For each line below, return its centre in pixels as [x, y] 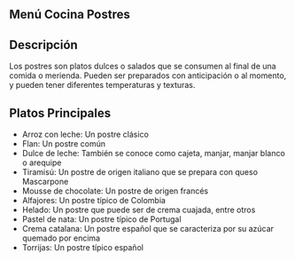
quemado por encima [61, 238]
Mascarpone [45, 182]
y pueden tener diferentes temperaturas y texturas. [102, 85]
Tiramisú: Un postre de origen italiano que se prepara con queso [140, 172]
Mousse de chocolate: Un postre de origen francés [115, 191]
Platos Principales [60, 113]
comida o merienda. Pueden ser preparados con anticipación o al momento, [148, 75]
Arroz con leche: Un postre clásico [85, 134]
